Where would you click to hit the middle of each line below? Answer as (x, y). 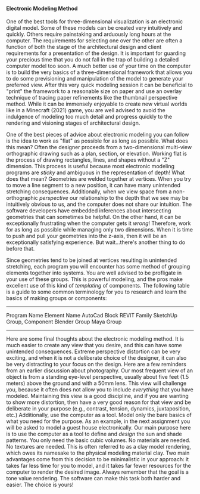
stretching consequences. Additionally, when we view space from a (89, 192)
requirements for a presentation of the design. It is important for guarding (96, 53)
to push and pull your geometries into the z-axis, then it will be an (86, 236)
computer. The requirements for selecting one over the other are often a (94, 41)
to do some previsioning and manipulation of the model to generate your (95, 79)
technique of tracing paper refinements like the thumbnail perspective (92, 98)
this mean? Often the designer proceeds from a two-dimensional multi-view (99, 147)
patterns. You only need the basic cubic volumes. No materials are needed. (98, 440)
